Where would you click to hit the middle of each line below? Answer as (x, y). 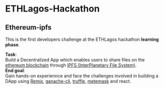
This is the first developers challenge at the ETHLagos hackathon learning (82, 39)
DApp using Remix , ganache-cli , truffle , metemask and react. (68, 81)
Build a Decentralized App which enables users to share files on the (75, 60)
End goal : (15, 70)
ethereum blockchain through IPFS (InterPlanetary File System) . (71, 65)
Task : (11, 54)
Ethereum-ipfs (28, 27)
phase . (13, 45)
